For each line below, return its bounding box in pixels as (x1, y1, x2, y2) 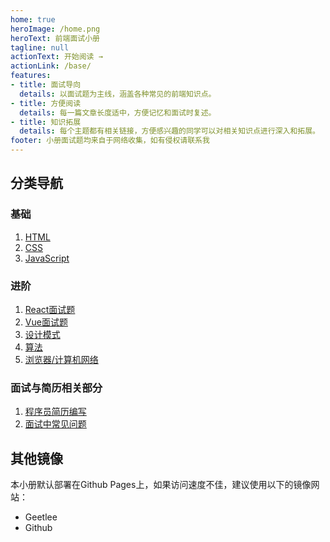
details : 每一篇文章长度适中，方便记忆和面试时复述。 (19, 107, 217, 118)
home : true (10, 14, 56, 25)
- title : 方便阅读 (10, 98, 82, 108)
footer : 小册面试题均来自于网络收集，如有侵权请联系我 (10, 136, 210, 146)
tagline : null (10, 42, 70, 53)
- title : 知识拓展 (10, 117, 82, 127)
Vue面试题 (24, 316, 68, 328)
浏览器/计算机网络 (24, 353, 99, 365)
